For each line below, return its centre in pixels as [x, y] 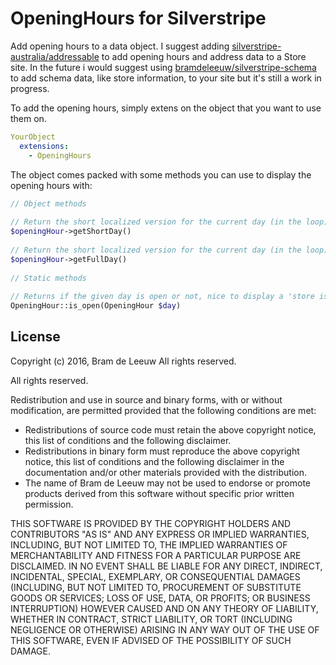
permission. [49, 504]
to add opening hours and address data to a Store [204, 56]
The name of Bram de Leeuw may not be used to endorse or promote [168, 483]
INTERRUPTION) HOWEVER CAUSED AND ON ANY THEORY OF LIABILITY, [164, 608]
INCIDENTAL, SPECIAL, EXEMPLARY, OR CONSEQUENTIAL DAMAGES [155, 576]
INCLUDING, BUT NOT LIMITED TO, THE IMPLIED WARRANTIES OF [149, 544]
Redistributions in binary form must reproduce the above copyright [162, 451]
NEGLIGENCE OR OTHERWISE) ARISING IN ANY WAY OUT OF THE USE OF [165, 629]
